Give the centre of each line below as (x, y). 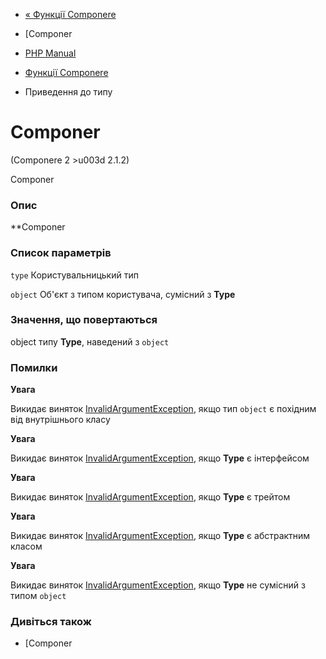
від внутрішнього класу (60, 420)
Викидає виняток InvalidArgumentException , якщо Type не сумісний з (158, 585)
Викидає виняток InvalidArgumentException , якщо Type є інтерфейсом (160, 458)
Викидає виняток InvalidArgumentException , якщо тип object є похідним (163, 409)
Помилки (34, 367)
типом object (38, 596)
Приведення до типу (68, 92)
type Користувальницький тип (74, 275)
